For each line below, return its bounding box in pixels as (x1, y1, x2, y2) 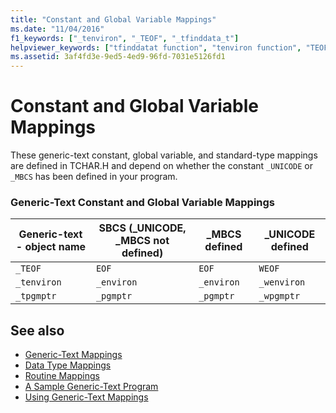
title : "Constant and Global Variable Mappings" (10, 14, 217, 25)
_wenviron (258, 277, 306, 288)
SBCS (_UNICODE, (98, 221, 187, 235)
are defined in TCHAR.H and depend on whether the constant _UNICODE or (10, 160, 313, 172)
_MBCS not (115, 234, 170, 248)
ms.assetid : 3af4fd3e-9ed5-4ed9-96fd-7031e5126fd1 (10, 52, 226, 62)
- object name (15, 240, 87, 254)
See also (10, 322, 65, 339)
